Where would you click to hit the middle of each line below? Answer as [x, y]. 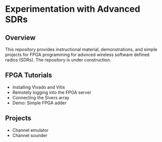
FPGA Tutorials [29, 75]
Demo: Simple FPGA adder [39, 103]
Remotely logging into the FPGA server [52, 92]
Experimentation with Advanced [73, 9]
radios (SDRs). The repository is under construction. [58, 60]
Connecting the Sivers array [41, 97]
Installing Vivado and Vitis [39, 87]
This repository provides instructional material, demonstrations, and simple [81, 49]
